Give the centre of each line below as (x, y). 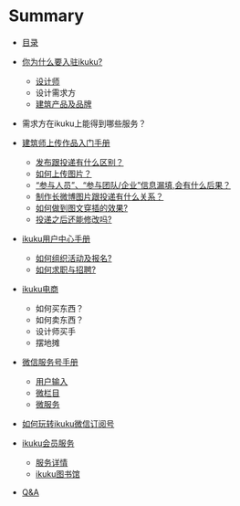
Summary (46, 16)
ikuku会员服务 (48, 443)
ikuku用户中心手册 (56, 238)
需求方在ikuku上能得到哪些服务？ (84, 123)
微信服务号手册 (50, 362)
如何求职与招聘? (66, 269)
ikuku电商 (40, 289)
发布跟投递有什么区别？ (79, 162)
